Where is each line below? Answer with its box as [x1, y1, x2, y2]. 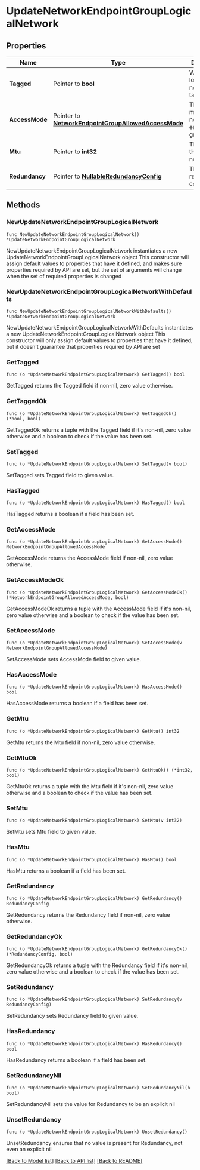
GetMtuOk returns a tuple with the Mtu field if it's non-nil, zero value [6, 782, 174, 790]
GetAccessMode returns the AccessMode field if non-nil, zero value [6, 554, 174, 562]
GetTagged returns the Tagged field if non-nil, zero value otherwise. [6, 382, 173, 389]
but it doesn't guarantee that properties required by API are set [6, 343, 161, 350]
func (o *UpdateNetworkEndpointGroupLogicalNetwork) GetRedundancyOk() [6, 946, 187, 952]
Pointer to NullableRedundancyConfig [53, 172, 162, 180]
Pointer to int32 [53, 148, 97, 156]
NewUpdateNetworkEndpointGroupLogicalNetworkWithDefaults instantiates [6, 324, 193, 331]
